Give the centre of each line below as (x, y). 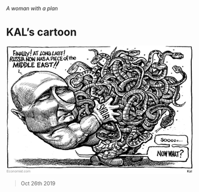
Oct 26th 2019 (38, 184)
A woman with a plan (32, 8)
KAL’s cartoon (41, 32)
